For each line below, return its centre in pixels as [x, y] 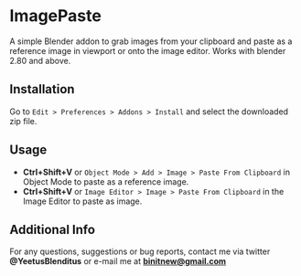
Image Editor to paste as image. [82, 201]
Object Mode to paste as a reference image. [106, 181]
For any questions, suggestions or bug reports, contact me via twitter [140, 251]
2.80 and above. [40, 60]
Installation [42, 89]
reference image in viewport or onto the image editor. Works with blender [148, 50]
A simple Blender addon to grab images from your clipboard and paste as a [151, 41]
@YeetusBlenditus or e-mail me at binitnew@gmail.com [118, 261]
